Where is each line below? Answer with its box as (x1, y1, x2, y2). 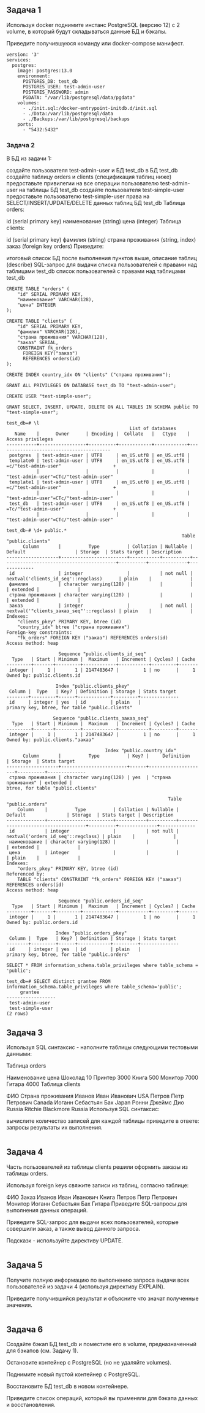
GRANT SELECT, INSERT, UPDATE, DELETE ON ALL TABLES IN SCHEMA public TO (6, 404, 199, 410)
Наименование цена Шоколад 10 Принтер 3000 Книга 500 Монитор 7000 (6, 1074, 199, 1081)
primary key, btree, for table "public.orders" (6, 952, 130, 958)
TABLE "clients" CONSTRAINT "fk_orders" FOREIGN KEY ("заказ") (17, 877, 182, 883)
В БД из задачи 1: (6, 155, 52, 162)
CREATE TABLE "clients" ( (6, 318, 72, 325)
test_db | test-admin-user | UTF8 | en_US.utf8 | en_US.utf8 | (9, 501, 190, 507)
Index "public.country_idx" (105, 748, 176, 754)
